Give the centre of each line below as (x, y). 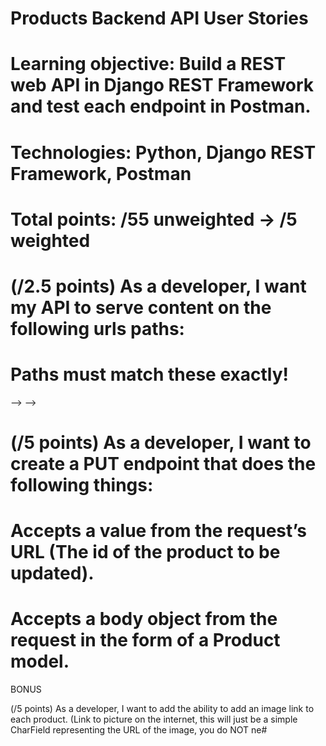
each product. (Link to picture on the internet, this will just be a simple (154, 719)
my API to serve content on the (141, 307)
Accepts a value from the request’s (159, 531)
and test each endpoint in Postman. (161, 106)
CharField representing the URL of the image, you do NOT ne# (139, 730)
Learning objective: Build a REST (148, 64)
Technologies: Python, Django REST (163, 152)
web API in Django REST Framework (162, 85)
